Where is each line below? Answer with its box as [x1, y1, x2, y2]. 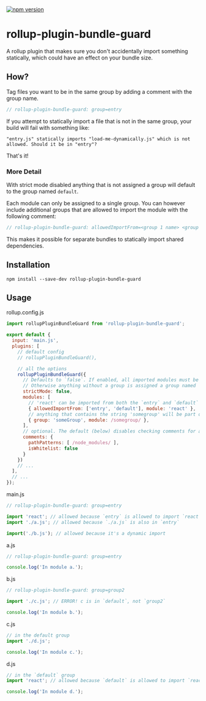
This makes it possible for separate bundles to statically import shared [6, 235, 184, 243]
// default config [17, 349, 64, 355]
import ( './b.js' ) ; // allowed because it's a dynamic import [6, 530, 166, 536]
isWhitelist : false [28, 445, 78, 452]
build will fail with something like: [6, 124, 90, 131]
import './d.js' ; [6, 638, 51, 644]
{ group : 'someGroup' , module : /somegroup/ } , [28, 417, 150, 423]
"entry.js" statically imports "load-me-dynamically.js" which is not [6, 135, 191, 142]
